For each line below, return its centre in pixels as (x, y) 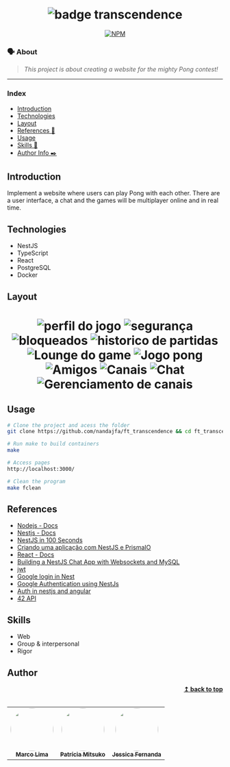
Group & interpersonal (48, 644)
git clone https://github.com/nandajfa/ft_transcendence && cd (99, 432)
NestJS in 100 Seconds (50, 540)
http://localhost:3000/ (41, 469)
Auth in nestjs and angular (54, 591)
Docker (27, 275)
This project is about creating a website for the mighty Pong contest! (121, 69)
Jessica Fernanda (137, 754)
